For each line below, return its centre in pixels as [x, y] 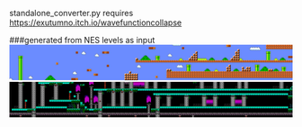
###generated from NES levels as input [82, 40]
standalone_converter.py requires [71, 13]
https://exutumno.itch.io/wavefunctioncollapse [96, 23]
